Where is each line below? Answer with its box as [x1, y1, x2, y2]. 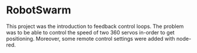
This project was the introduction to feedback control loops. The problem [6, 23, 184, 30]
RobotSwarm [6, 3, 71, 17]
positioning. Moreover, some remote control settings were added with [6, 35, 175, 42]
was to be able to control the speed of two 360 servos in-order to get [6, 29, 175, 36]
